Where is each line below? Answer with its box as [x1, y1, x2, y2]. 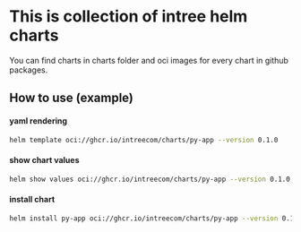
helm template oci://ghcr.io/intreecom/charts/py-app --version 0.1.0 [9, 135, 279, 144]
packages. [9, 64, 48, 75]
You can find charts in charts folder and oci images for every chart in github [9, 55, 289, 65]
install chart [9, 194, 56, 205]
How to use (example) [9, 90, 134, 106]
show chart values [9, 155, 80, 165]
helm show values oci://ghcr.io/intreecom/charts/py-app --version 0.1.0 [9, 175, 291, 184]
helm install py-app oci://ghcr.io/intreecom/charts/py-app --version [9, 213, 279, 223]
